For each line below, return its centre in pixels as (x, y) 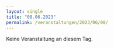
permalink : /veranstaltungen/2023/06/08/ (57, 22)
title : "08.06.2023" (31, 17)
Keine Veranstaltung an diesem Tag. (49, 39)
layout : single (25, 11)
